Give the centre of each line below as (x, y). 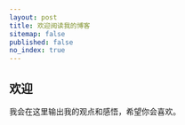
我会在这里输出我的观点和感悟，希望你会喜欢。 (95, 111)
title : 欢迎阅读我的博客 (50, 26)
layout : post (33, 17)
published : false (41, 42)
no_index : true (37, 51)
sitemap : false (37, 34)
